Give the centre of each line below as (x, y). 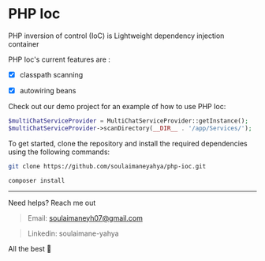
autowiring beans (48, 91)
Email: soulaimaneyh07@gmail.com (85, 217)
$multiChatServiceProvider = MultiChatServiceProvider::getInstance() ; (128, 121)
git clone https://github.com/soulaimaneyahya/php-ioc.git (107, 166)
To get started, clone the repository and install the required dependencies (128, 143)
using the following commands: (59, 152)
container (24, 43)
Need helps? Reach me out (52, 202)
